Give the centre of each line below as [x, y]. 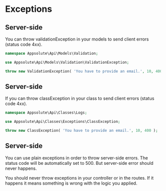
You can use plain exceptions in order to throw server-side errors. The [77, 158]
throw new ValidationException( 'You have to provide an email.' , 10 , [79, 71]
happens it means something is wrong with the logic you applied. [71, 183]
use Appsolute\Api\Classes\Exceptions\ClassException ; [63, 122]
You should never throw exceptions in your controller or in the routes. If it [80, 178]
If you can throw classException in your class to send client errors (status [80, 98]
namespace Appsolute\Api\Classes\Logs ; [46, 113]
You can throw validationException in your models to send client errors [77, 39]
